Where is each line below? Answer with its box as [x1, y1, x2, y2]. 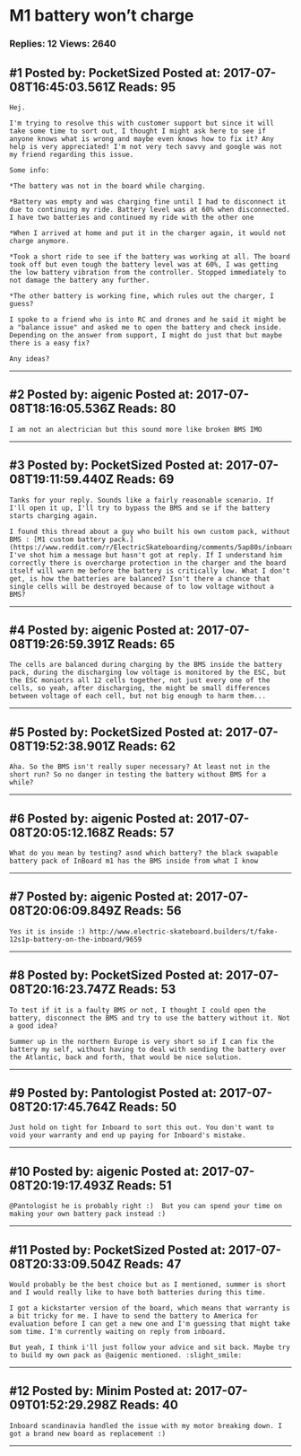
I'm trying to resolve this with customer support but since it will [9, 118, 275, 127]
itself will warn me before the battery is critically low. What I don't [9, 566, 291, 575]
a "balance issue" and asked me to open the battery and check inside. [9, 322, 282, 332]
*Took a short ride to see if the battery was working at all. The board [9, 252, 291, 261]
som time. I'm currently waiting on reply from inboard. [9, 1328, 227, 1337]
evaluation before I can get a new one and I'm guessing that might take [9, 1320, 291, 1329]
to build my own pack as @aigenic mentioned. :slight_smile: [9, 1351, 243, 1360]
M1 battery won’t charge [9, 5, 194, 26]
